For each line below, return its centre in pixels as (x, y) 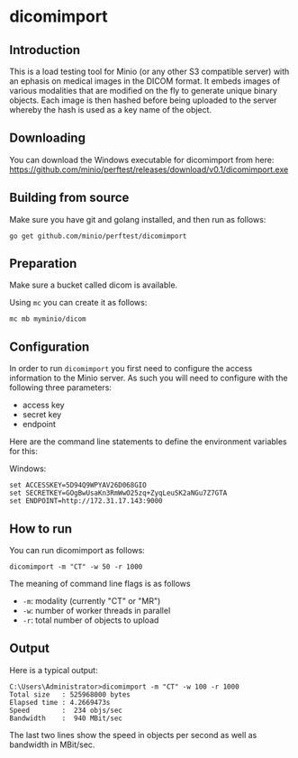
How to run (41, 529)
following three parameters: (61, 388)
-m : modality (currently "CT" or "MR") (91, 601)
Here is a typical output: (54, 670)
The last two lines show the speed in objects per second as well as (133, 735)
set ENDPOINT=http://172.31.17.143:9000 (86, 501)
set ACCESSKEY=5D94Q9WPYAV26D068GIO (78, 485)
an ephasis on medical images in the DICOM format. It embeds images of (145, 81)
